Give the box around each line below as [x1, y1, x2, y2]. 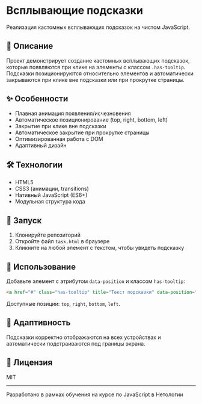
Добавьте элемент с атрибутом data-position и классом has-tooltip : [6, 278, 185, 285]
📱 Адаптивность [6, 317, 71, 328]
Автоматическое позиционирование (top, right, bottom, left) [14, 116, 168, 123]
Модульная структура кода [14, 198, 85, 205]
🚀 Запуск [6, 215, 42, 226]
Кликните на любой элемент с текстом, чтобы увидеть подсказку [14, 244, 185, 252]
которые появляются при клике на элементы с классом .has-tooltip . [6, 63, 186, 70]
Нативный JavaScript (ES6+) [14, 191, 88, 199]
